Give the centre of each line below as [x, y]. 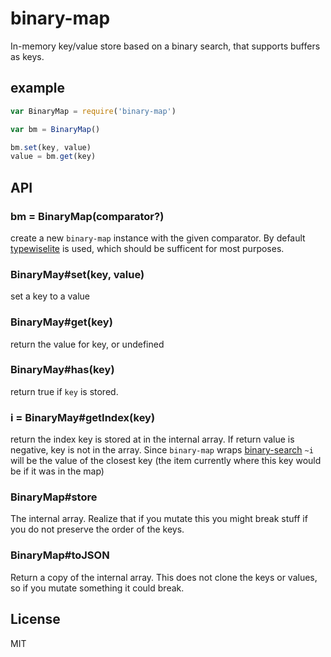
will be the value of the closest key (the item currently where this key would [166, 461]
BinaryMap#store [54, 497]
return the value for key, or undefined [87, 344]
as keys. [27, 56]
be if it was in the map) [57, 471]
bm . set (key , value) [51, 147]
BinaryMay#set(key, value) [77, 274]
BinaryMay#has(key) [62, 370]
